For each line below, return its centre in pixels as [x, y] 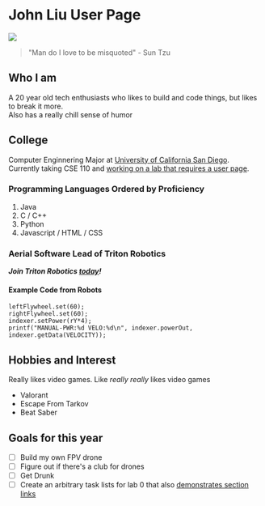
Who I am [32, 78]
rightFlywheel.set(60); [48, 314]
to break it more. [36, 106]
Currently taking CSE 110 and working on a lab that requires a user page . [129, 168]
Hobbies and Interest [62, 360]
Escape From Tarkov [54, 404]
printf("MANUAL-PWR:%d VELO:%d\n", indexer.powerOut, [101, 328]
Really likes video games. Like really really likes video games [109, 380]
